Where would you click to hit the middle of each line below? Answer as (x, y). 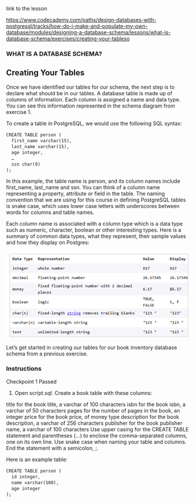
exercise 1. (19, 112)
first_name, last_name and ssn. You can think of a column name (83, 187)
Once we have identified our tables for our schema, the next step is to (90, 87)
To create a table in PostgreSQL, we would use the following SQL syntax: (94, 123)
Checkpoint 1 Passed (31, 381)
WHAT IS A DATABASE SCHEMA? (54, 53)
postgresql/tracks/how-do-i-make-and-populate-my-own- (77, 26)
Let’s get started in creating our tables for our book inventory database (92, 347)
